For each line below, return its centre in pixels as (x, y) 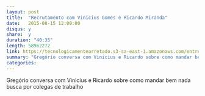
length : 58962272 (28, 46)
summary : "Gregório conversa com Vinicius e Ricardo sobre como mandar (99, 57)
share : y (19, 35)
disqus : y (19, 29)
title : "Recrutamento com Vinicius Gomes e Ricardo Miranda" (87, 18)
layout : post (23, 12)
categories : (21, 63)
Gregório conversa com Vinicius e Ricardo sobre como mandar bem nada (99, 80)
